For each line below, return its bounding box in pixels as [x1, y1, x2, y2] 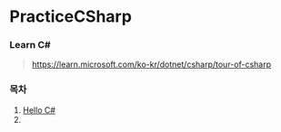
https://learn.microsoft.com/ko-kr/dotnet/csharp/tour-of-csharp [31, 59, 272, 70]
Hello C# [22, 104, 56, 115]
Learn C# [9, 39, 52, 52]
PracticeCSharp [9, 6, 132, 27]
